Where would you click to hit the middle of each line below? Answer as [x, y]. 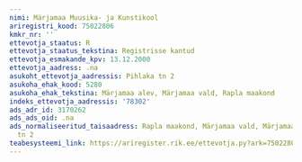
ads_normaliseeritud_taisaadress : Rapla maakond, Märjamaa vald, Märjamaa [152, 127]
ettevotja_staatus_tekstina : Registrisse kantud [102, 51]
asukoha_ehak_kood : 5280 [56, 85]
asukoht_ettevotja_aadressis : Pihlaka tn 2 [92, 76]
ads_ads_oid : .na [42, 118]
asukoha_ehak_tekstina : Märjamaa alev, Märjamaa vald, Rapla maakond [142, 93]
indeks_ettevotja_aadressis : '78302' [80, 101]
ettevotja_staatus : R [50, 43]
